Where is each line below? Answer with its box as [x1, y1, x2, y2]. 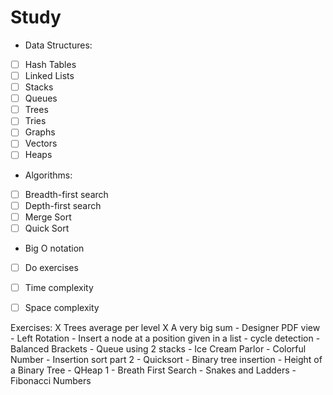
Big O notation [24, 242, 85, 254]
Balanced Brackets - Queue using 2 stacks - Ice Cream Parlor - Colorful [10, 342, 307, 355]
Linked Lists [24, 70, 75, 81]
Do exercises [24, 261, 79, 273]
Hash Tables [24, 58, 77, 70]
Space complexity [24, 301, 100, 313]
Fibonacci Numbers [10, 374, 92, 386]
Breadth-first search [24, 188, 109, 200]
